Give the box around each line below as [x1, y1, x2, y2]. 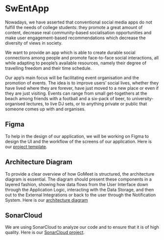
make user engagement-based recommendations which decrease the [5, 35, 146, 41]
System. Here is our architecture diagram [5, 197, 88, 203]
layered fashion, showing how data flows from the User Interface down [5, 181, 148, 187]
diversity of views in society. [5, 40, 63, 46]
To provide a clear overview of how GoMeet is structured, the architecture [5, 171, 155, 177]
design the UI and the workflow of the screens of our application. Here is [5, 138, 152, 144]
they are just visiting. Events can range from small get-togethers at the [5, 90, 147, 96]
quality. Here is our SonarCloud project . [5, 229, 85, 236]
